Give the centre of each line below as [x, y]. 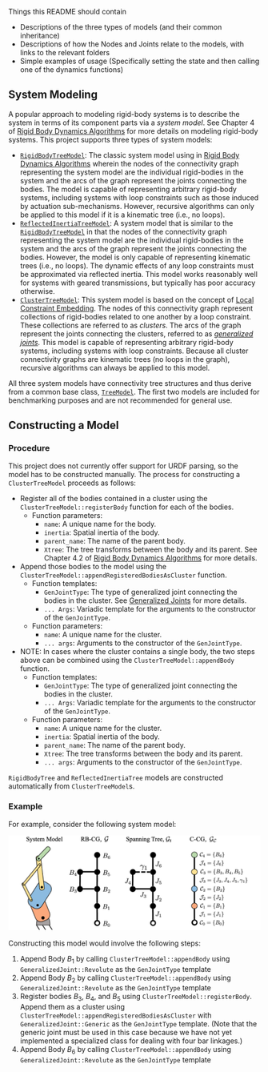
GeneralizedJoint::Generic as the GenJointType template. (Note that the [138, 1024]
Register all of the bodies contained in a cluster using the [114, 498]
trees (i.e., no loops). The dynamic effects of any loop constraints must [137, 265]
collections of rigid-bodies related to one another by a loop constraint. [136, 316]
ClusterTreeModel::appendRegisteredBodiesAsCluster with [116, 1015]
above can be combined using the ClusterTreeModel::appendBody [127, 660]
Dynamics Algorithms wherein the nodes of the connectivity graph [129, 163]
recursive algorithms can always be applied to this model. [115, 367]
